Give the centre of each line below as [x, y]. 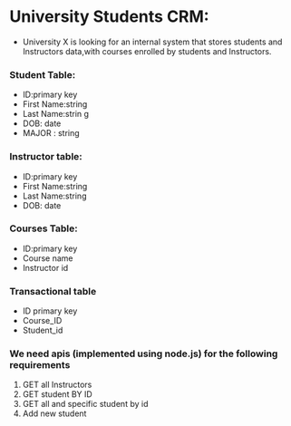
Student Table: [43, 74]
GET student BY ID [57, 394]
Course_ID [42, 321]
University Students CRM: [110, 17]
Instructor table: [46, 157]
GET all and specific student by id [85, 404]
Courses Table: [44, 228]
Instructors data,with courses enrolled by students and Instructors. [147, 51]
